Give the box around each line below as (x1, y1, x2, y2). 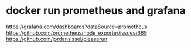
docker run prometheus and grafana (6, 4, 186, 17)
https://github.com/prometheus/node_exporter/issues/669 (6, 29, 148, 36)
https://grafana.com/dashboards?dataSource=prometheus (6, 23, 148, 30)
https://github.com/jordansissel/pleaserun (6, 35, 108, 42)
